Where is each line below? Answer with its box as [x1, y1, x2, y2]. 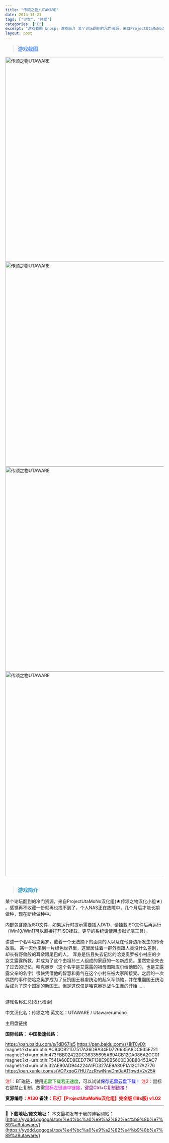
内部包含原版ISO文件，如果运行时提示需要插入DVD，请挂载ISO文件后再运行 [5, 922, 162, 928]
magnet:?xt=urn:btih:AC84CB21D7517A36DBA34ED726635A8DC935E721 [5, 1047, 158, 1052]
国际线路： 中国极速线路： [5, 1031, 59, 1037]
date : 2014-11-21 [5, 12, 42, 17]
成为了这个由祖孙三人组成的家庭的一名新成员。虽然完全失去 [40, 957, 164, 964]
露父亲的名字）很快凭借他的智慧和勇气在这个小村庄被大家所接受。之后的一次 [5, 970, 164, 976]
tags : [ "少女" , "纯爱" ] [5, 17, 52, 22]
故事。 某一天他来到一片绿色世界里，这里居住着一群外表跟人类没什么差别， [5, 945, 161, 951]
